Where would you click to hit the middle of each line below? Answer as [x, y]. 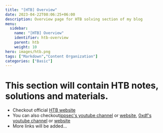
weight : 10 [26, 47]
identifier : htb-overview [42, 38]
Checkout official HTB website [44, 110]
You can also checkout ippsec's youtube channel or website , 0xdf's [82, 115]
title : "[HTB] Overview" [31, 10]
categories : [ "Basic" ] [29, 61]
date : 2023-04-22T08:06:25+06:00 [40, 14]
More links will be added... [40, 126]
